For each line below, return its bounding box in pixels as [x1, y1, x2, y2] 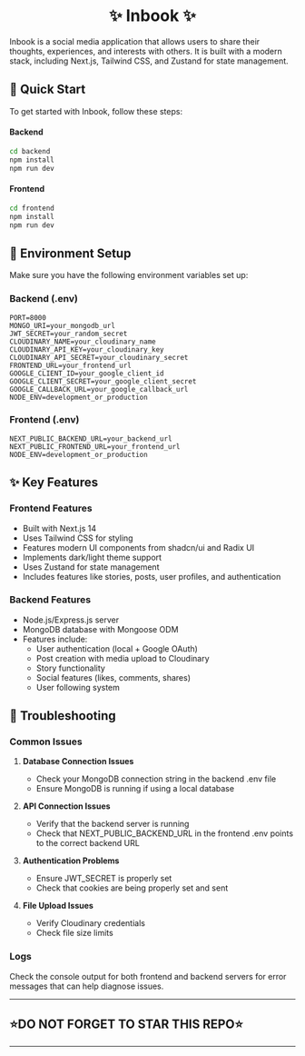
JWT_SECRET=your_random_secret [9, 329, 128, 338]
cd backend [9, 146, 51, 155]
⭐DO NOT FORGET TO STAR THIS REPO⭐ [9, 1017, 243, 1032]
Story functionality [35, 662, 106, 673]
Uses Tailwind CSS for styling [22, 533, 133, 543]
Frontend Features [9, 502, 93, 514]
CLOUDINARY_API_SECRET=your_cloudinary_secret [9, 353, 189, 362]
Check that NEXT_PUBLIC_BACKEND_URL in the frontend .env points [35, 828, 293, 839]
